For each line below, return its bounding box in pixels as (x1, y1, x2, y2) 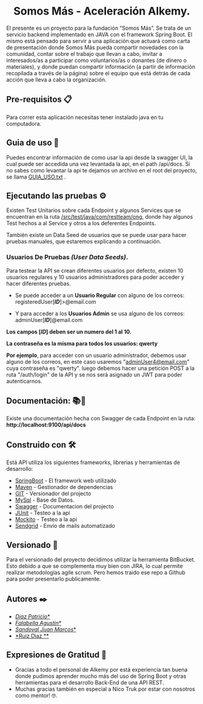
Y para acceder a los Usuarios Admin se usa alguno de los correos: (15, 310, 185, 317)
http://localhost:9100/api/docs (6, 421, 86, 429)
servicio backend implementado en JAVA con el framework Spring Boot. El (6, 30, 193, 38)
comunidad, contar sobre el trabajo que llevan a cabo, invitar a (6, 50, 162, 57)
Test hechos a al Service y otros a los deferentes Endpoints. (6, 220, 156, 227)
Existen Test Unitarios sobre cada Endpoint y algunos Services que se (6, 207, 181, 214)
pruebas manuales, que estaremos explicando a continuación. (6, 238, 162, 245)
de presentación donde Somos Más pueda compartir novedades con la (6, 44, 184, 51)
